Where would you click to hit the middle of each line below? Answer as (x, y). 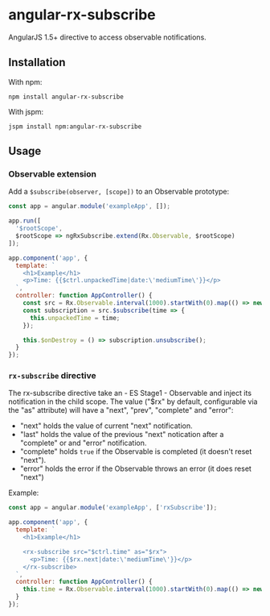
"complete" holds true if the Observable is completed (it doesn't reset (136, 452)
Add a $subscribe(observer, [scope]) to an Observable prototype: (119, 192)
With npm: (25, 81)
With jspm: (26, 111)
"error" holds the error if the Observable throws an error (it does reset (135, 468)
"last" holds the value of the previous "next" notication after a (122, 435)
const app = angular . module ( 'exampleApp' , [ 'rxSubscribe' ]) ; (113, 508)
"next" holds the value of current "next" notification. (106, 426)
